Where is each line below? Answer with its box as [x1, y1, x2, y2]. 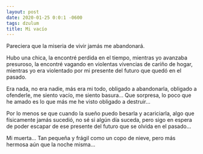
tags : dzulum [6, 20, 39, 26]
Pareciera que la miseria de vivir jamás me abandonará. [6, 42, 145, 50]
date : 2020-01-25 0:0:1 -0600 [6, 15, 83, 21]
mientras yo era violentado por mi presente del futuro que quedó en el [6, 67, 182, 75]
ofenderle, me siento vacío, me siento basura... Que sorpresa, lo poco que [6, 92, 192, 99]
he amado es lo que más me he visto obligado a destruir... [6, 98, 151, 105]
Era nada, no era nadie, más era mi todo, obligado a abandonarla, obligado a [6, 85, 197, 93]
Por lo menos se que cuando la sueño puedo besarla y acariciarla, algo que [6, 110, 195, 117]
